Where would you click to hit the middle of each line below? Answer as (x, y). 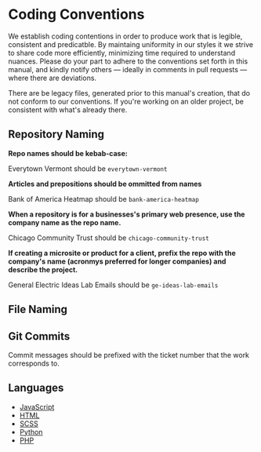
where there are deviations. (52, 78)
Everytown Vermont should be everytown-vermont (88, 168)
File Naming (38, 310)
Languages (36, 388)
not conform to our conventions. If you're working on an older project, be (126, 101)
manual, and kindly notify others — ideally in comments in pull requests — (128, 69)
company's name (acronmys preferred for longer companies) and (117, 261)
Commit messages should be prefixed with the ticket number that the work (129, 355)
